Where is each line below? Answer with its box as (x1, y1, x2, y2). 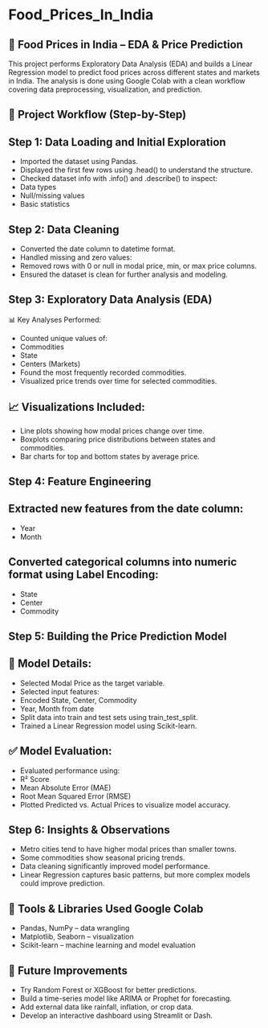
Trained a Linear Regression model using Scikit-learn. (19, 721, 197, 730)
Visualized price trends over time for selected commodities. (19, 376, 217, 385)
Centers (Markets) (19, 359, 81, 368)
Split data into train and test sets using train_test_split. (19, 712, 198, 722)
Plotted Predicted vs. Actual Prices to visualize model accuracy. (19, 800, 231, 809)
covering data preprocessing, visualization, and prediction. (8, 84, 203, 94)
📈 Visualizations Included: (8, 401, 146, 414)
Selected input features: (19, 686, 100, 697)
